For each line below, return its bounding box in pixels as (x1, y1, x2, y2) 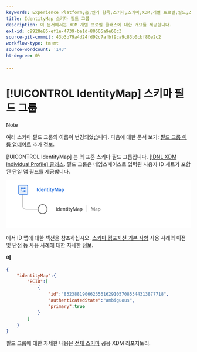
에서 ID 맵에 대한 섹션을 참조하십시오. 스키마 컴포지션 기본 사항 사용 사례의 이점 (6, 234, 186, 241)
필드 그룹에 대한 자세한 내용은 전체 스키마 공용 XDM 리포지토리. (6, 340, 151, 347)
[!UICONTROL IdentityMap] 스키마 (6, 87, 172, 100)
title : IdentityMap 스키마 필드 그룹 (6, 15, 90, 22)
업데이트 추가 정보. (12, 141, 55, 148)
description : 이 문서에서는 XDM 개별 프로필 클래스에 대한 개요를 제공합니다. (6, 22, 172, 28)
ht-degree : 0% (6, 53, 41, 59)
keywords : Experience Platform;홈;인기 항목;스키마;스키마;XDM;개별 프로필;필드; (6, 9, 189, 15)
